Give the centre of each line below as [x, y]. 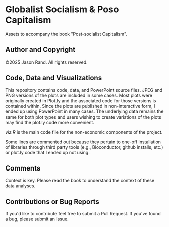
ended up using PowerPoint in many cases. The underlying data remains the [84, 111]
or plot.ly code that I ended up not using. [47, 152]
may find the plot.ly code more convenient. [50, 122]
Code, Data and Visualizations [54, 78]
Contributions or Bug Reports [52, 202]
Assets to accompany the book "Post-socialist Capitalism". [66, 34]
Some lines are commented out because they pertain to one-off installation [83, 142]
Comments [23, 168]
